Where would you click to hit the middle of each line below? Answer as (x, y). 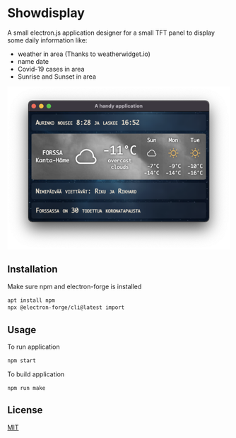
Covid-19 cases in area (51, 69)
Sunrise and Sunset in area (57, 77)
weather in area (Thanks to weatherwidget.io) (84, 54)
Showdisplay (46, 13)
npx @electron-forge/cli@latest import (66, 308)
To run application (34, 347)
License (25, 410)
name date (33, 61)
